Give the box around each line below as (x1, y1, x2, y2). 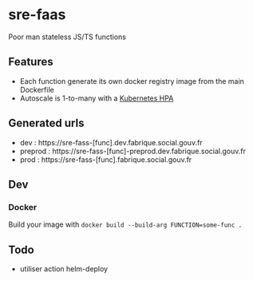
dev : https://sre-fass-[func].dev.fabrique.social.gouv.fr (19, 137, 203, 147)
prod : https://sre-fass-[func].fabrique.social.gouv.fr (19, 154, 192, 164)
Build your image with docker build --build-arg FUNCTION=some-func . (8, 220, 243, 229)
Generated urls (8, 117, 85, 130)
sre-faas (8, 6, 66, 24)
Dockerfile (19, 85, 54, 94)
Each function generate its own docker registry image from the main (19, 76, 245, 85)
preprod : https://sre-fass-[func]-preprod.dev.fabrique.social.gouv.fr (19, 146, 246, 156)
